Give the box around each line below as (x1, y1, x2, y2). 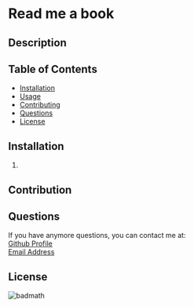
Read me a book (8, 5, 115, 23)
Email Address (8, 247, 55, 257)
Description (8, 36, 67, 49)
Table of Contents (8, 62, 98, 75)
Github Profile (8, 239, 53, 248)
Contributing (19, 100, 60, 110)
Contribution (8, 183, 72, 196)
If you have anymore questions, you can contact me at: (8, 231, 186, 240)
